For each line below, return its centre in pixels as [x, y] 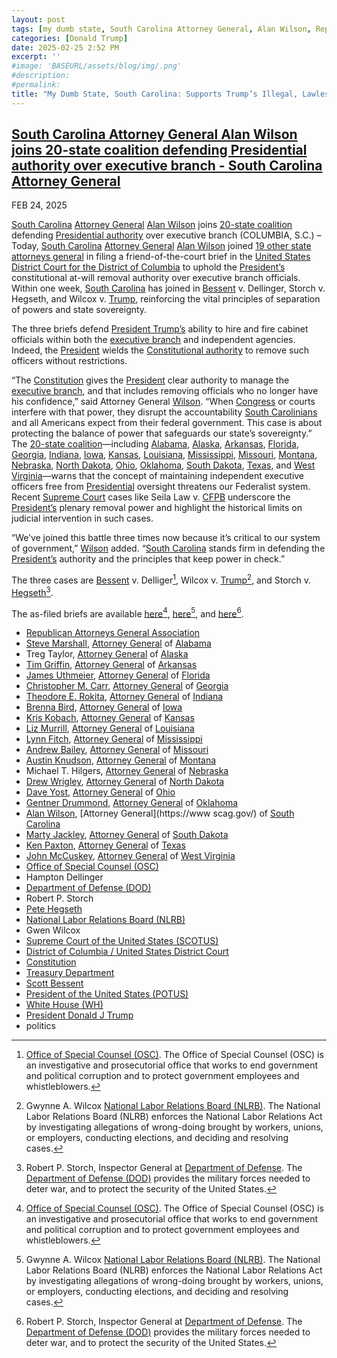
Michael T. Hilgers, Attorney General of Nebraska [127, 771]
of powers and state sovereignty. [79, 310]
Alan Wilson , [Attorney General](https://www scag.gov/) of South [160, 813]
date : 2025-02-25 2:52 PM [65, 47]
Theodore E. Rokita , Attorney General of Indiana [124, 697]
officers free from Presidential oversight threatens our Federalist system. [161, 487]
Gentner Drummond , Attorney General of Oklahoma [132, 803]
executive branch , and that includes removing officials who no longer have [165, 391]
